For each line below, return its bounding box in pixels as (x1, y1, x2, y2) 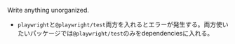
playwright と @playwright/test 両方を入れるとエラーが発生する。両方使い (17, 20, 229, 29)
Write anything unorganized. (7, 6, 90, 14)
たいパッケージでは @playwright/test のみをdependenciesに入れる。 (17, 29, 214, 37)
